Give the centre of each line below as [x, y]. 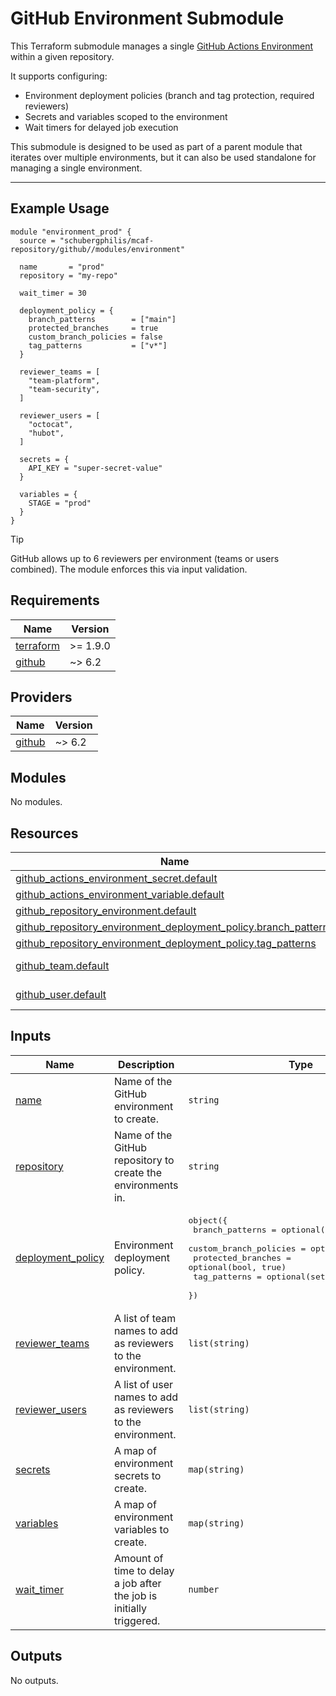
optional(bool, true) [237, 1267]
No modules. [36, 802]
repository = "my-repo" [68, 275]
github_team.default [62, 965]
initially [130, 1608]
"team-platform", [64, 380]
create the [137, 1172]
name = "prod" [62, 267]
